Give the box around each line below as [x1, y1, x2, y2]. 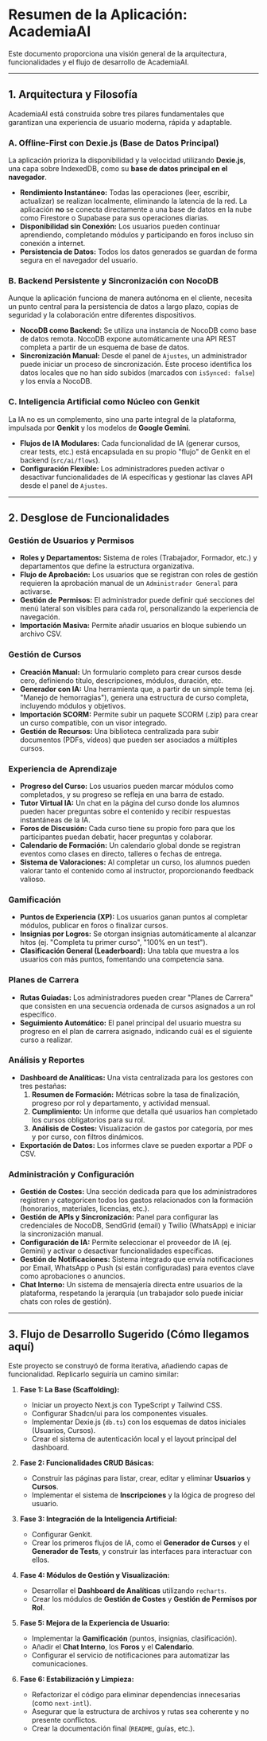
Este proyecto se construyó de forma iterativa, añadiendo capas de [8, 1360, 229, 1370]
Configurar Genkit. [31, 1529, 93, 1539]
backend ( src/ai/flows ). [19, 455, 101, 465]
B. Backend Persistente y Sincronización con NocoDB [8, 275, 219, 286]
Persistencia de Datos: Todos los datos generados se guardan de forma [19, 247, 257, 256]
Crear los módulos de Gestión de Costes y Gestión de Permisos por [31, 1594, 257, 1603]
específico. [19, 1009, 57, 1019]
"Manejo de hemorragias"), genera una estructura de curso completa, [19, 693, 249, 702]
